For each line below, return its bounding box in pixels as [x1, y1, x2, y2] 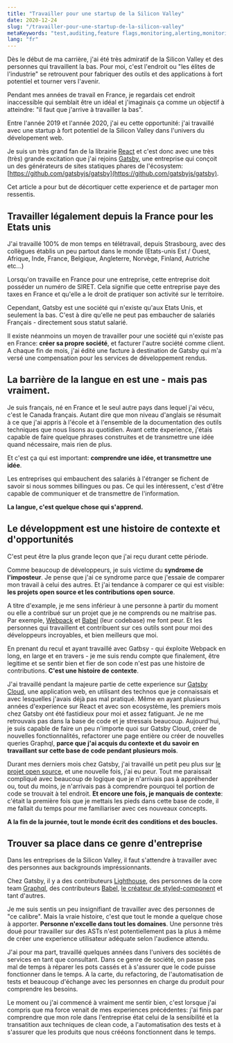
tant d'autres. [7, 892, 46, 900]
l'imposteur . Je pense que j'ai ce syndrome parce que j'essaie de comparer [7, 573, 225, 581]
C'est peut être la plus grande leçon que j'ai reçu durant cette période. [7, 552, 209, 560]
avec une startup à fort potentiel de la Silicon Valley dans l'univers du [7, 126, 205, 135]
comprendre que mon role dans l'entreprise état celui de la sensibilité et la [7, 1013, 219, 1021]
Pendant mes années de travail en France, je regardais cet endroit [7, 91, 196, 99]
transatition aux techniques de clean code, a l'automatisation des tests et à [7, 1021, 221, 1029]
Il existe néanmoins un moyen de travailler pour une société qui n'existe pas [7, 331, 224, 340]
